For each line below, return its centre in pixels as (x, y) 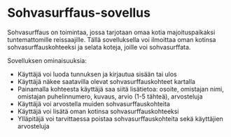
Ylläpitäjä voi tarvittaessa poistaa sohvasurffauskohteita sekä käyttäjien (120, 118)
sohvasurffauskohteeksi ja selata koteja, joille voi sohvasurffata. (99, 47)
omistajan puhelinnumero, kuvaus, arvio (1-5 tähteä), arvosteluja (110, 96)
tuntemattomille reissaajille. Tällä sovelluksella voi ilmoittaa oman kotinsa (112, 39)
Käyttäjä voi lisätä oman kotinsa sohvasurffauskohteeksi (98, 111)
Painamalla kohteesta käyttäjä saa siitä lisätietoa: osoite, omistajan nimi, (120, 89)
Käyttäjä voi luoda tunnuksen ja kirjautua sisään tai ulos (97, 74)
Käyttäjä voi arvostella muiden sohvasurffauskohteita (93, 103)
